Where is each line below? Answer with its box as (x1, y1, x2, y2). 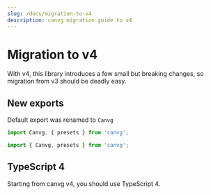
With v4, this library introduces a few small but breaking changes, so (7, 70, 204, 78)
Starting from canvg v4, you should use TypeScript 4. (7, 179, 161, 188)
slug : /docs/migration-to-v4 (7, 10, 92, 17)
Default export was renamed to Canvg (7, 116, 114, 124)
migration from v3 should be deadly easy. (7, 77, 127, 86)
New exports (7, 97, 64, 109)
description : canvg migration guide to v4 (7, 17, 132, 24)
